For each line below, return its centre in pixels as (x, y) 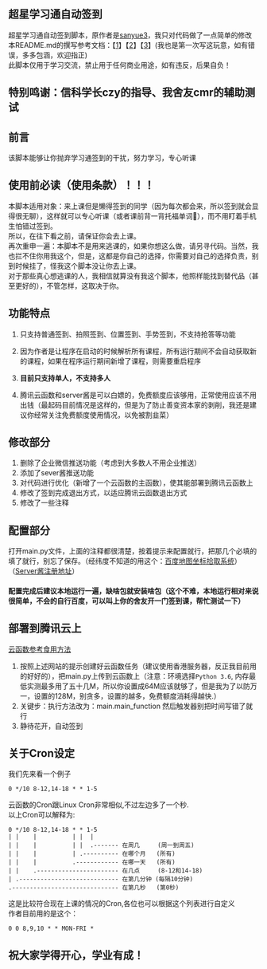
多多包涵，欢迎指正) (55, 55)
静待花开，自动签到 (51, 726)
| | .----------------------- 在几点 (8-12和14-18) (106, 871)
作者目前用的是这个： (43, 914)
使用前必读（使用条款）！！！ (81, 185)
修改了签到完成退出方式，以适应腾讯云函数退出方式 (103, 493)
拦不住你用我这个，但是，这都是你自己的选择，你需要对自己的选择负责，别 (137, 256)
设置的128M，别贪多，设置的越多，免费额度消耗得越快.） (127, 695)
